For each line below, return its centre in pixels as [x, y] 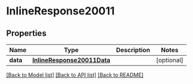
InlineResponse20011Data [71, 60]
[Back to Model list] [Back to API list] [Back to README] [75, 75]
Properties [26, 33]
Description [133, 50]
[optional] [170, 60]
